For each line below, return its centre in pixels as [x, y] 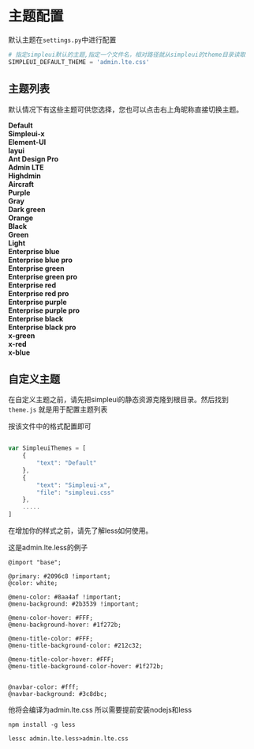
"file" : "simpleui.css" [75, 492]
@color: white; [33, 584]
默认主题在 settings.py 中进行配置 [62, 40]
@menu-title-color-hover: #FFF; [61, 660]
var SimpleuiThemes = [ [47, 448]
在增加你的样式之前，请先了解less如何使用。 [80, 530]
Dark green [27, 209]
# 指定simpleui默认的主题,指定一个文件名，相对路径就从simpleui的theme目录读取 [127, 55]
